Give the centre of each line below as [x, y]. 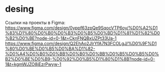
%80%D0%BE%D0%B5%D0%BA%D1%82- [50, 48]
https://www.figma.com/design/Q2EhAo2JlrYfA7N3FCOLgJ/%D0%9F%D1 [81, 43]
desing [20, 9]
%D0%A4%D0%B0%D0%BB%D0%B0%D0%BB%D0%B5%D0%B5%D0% [82, 54]
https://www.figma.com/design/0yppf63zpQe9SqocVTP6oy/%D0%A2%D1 [82, 27]
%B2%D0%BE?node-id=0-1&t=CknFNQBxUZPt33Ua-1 [61, 38]
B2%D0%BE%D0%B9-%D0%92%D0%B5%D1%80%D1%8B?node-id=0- [80, 59]
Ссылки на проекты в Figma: [35, 23]
